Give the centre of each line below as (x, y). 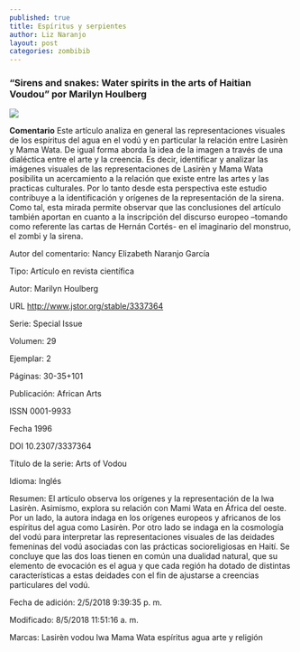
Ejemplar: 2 (30, 359)
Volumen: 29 (33, 341)
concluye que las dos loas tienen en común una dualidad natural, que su (144, 556)
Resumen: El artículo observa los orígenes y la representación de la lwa (142, 498)
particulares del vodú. (50, 585)
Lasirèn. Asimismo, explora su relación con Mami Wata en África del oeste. (148, 508)
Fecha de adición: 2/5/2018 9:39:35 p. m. (86, 602)
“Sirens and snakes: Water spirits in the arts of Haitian (131, 83)
